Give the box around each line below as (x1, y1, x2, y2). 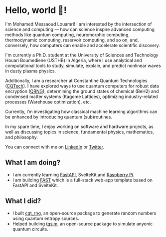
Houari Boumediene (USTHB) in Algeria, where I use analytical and (5, 57, 142, 63)
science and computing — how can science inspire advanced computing (5, 26, 155, 32)
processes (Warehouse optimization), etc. (5, 98, 91, 104)
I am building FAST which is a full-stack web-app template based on (12, 177, 153, 183)
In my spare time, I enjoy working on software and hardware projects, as (5, 123, 154, 129)
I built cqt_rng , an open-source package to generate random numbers (12, 210, 157, 216)
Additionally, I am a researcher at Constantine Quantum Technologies (5, 77, 148, 83)
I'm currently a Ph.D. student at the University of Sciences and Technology (5, 52, 159, 58)
